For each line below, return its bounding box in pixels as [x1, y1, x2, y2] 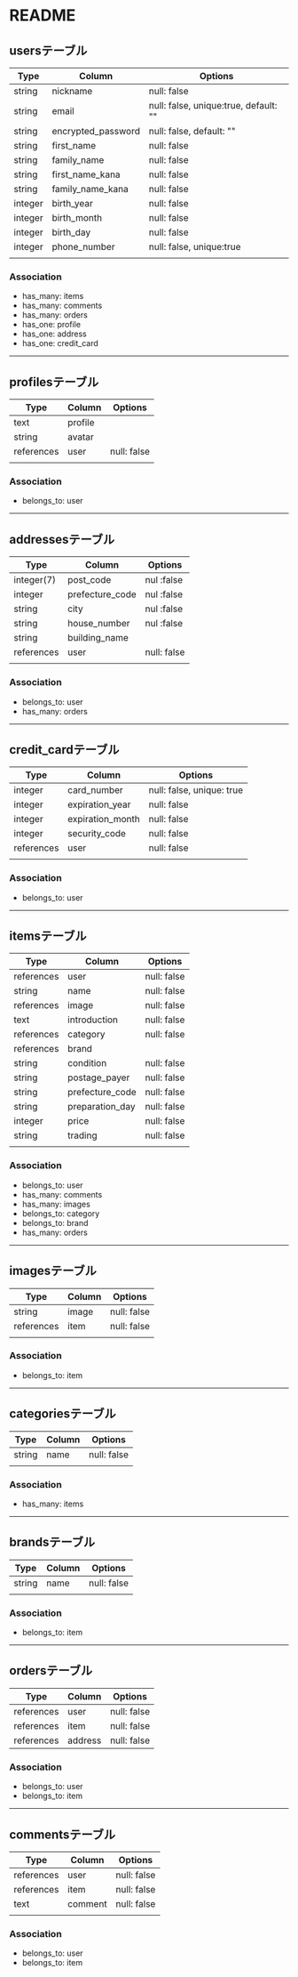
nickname [51, 85, 93, 97]
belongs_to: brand [21, 1217, 89, 1228]
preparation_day [67, 1101, 136, 1113]
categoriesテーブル [9, 1407, 117, 1422]
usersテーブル [9, 43, 88, 58]
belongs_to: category [21, 1207, 100, 1219]
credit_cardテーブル [9, 742, 120, 757]
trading [67, 1129, 98, 1142]
